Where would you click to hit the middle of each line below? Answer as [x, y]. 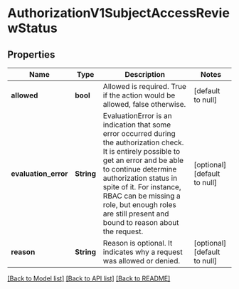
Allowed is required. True [144, 86]
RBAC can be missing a [142, 196]
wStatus [33, 28]
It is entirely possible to [142, 151]
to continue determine [140, 169]
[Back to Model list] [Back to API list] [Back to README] [89, 278]
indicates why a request [143, 252]
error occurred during [139, 133]
